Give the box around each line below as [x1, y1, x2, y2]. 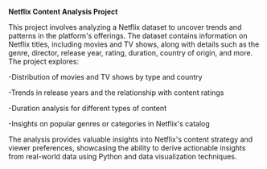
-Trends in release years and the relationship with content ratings [8, 88, 224, 97]
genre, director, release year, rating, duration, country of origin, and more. [8, 48, 253, 57]
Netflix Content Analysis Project [8, 7, 118, 16]
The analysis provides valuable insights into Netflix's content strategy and [8, 134, 253, 144]
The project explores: [8, 56, 79, 66]
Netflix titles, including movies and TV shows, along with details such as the [8, 39, 260, 49]
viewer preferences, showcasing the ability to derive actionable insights [8, 143, 246, 152]
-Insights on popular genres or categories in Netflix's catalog [8, 119, 211, 128]
